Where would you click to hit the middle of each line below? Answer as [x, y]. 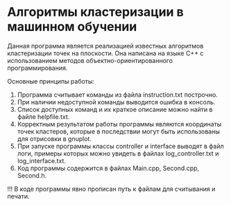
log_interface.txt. [41, 160]
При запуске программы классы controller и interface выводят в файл [120, 146]
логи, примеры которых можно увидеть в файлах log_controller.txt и [118, 153]
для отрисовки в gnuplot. [54, 138]
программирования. [37, 68]
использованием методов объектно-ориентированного [90, 60]
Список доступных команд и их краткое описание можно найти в [115, 109]
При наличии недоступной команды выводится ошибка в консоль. [116, 102]
